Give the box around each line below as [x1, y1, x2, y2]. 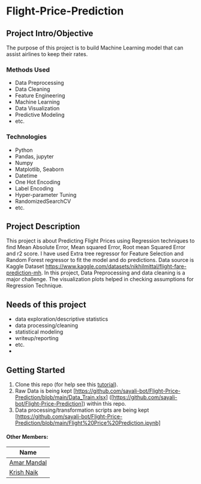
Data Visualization [14, 105, 60, 112]
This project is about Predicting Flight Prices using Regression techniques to [6, 237, 195, 244]
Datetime [14, 172, 38, 179]
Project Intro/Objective [6, 28, 94, 39]
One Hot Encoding [14, 178, 61, 185]
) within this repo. [83, 400, 127, 408]
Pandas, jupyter [14, 152, 54, 160]
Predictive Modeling [14, 111, 65, 119]
